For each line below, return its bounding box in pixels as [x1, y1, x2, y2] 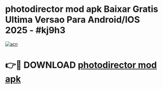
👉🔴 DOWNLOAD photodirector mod [5, 60, 157, 71]
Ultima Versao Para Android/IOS [5, 14, 140, 25]
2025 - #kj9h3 [5, 25, 66, 36]
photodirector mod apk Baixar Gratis [5, 3, 159, 15]
